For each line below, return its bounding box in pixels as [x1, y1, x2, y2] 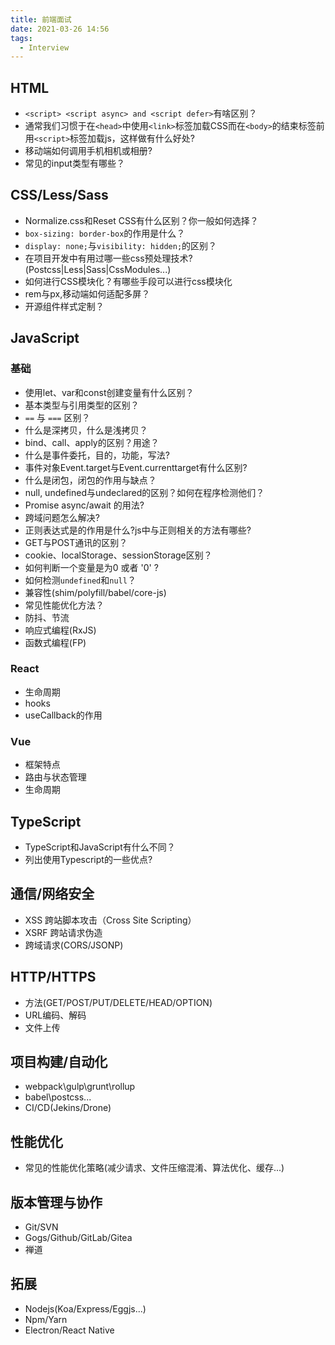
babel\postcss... [24, 1091, 92, 1103]
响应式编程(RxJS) [24, 624, 97, 636]
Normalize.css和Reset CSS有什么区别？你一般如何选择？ [24, 214, 259, 226]
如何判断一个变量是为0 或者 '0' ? [24, 561, 159, 573]
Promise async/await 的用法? [24, 499, 145, 511]
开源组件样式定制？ [24, 300, 105, 312]
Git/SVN [24, 1221, 59, 1233]
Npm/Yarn [24, 1313, 68, 1325]
